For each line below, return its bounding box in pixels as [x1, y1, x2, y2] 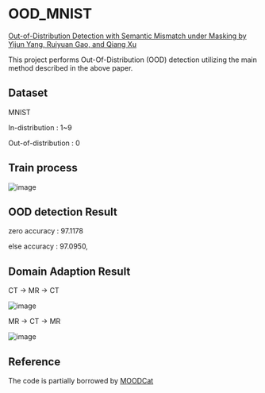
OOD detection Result [8, 205, 117, 218]
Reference [8, 355, 61, 368]
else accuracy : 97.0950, [8, 241, 89, 251]
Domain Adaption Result [8, 264, 131, 278]
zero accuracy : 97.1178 [8, 226, 84, 236]
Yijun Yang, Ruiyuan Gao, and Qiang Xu [8, 39, 137, 48]
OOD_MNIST [8, 5, 93, 23]
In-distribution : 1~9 [8, 122, 73, 132]
